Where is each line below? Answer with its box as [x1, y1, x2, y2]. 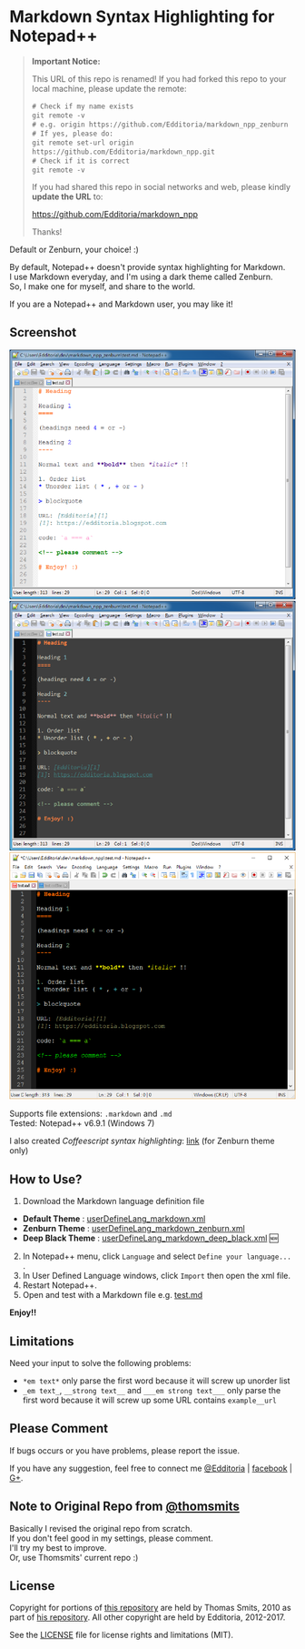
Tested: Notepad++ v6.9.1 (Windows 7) [9, 1118, 155, 1129]
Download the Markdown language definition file [22, 1196, 205, 1207]
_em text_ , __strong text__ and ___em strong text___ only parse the [22, 1385, 281, 1396]
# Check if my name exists [31, 102, 134, 111]
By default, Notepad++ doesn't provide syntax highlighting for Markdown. [9, 261, 286, 272]
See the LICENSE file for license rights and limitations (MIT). [9, 1630, 234, 1641]
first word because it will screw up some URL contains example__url [22, 1394, 277, 1406]
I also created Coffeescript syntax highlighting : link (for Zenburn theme [9, 1135, 275, 1147]
